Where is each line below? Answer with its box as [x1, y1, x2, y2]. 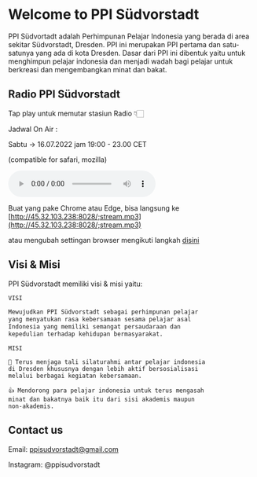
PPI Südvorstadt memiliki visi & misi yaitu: [8, 279, 143, 288]
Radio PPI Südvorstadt [8, 88, 120, 101]
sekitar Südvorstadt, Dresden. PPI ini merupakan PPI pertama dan [8, 39, 222, 49]
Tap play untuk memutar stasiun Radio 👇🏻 [8, 108, 144, 118]
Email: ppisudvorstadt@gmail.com [8, 444, 119, 453]
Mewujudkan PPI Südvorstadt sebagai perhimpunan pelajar [8, 308, 199, 316]
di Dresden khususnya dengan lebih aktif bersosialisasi [8, 365, 199, 372]
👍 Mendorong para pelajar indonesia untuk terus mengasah [8, 387, 204, 394]
